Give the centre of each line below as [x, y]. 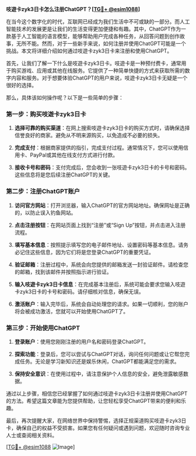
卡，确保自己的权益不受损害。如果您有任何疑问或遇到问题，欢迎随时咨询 [93, 428]
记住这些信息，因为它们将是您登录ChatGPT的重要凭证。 [87, 252]
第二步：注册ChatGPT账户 [43, 191]
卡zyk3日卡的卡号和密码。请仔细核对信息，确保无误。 [79, 291]
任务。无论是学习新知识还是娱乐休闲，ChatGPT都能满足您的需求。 [99, 361]
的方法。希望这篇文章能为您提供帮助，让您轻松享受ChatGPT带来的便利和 [94, 400]
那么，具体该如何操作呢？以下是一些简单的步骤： [65, 98]
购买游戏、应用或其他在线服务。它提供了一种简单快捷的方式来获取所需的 [98, 70]
